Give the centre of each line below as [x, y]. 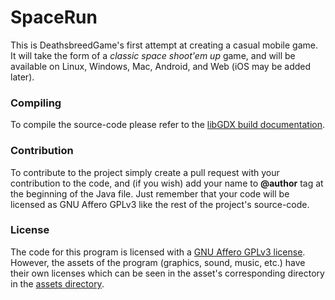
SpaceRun [54, 17]
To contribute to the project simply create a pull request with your [145, 172]
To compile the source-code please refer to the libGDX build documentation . [167, 125]
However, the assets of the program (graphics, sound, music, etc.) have [158, 262]
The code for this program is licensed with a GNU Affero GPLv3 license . [158, 252]
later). [22, 77]
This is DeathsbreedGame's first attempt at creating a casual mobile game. [164, 45]
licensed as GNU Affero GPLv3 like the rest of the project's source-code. [160, 204]
